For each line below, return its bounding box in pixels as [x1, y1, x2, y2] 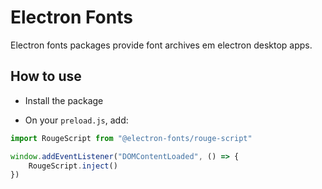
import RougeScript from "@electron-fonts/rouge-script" [10, 133, 253, 143]
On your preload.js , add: [24, 114, 129, 126]
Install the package [24, 94, 104, 106]
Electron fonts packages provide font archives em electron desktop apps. [10, 39, 313, 51]
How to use [10, 68, 82, 85]
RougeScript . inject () [28, 161, 118, 171]
